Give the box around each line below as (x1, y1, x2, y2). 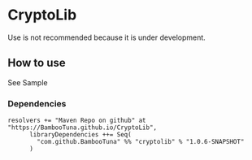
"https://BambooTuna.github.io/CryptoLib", (7, 123, 158, 132)
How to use (7, 56, 66, 70)
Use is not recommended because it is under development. (7, 32, 206, 42)
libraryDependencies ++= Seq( (28, 131, 132, 139)
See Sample (7, 77, 48, 87)
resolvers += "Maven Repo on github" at (7, 116, 147, 125)
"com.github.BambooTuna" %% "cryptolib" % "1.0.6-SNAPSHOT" (37, 138, 245, 146)
